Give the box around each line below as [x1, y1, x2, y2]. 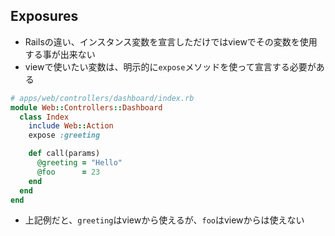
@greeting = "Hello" [36, 158, 123, 168]
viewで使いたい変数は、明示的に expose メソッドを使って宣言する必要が [24, 60, 317, 73]
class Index [19, 112, 70, 122]
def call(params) [28, 149, 101, 159]
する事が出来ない [24, 48, 96, 60]
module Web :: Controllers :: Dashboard [10, 102, 163, 113]
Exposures [10, 8, 79, 25]
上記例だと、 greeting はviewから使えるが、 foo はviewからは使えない [24, 214, 305, 226]
